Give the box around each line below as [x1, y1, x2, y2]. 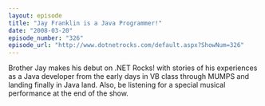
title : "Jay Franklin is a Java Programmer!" [8, 19, 162, 27]
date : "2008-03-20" [8, 26, 73, 34]
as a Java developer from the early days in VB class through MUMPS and [8, 72, 250, 81]
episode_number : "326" [8, 33, 84, 42]
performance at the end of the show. [8, 88, 129, 98]
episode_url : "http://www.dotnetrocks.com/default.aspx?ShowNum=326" [8, 41, 245, 49]
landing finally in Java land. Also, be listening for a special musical [8, 80, 226, 90]
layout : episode [8, 11, 62, 20]
